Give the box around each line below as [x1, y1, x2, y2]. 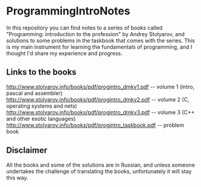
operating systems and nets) [6, 102, 77, 109]
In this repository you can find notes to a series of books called [6, 24, 162, 31]
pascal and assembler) [6, 89, 63, 97]
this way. [6, 174, 28, 181]
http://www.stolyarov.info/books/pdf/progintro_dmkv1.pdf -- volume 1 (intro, [6, 83, 194, 90]
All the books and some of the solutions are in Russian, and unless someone [6, 161, 196, 168]
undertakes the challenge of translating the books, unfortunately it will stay [6, 167, 192, 175]
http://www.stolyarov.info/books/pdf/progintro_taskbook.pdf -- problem [6, 121, 185, 129]
